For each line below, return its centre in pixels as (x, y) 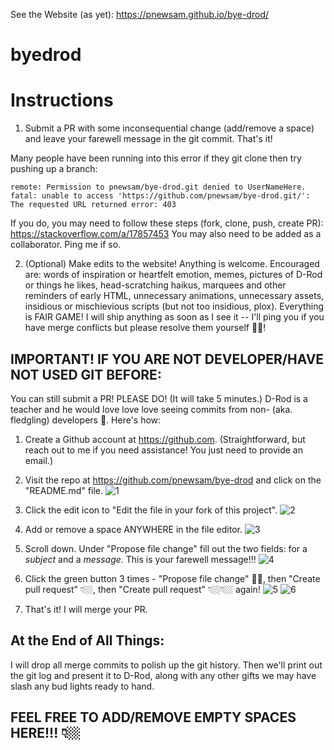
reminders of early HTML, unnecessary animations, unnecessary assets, (174, 296)
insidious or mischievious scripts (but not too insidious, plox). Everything (174, 306)
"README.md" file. (64, 490)
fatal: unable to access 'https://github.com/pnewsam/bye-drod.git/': (160, 196)
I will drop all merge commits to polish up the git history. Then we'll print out (166, 665)
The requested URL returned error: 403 (93, 205)
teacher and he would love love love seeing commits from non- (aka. (151, 409)
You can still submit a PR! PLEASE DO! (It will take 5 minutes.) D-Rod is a (159, 398)
